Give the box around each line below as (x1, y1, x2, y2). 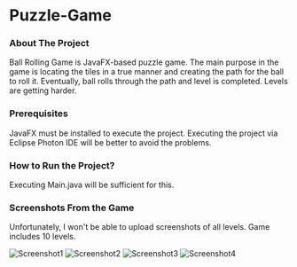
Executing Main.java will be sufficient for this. (9, 179, 175, 191)
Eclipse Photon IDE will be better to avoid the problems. (9, 137, 212, 147)
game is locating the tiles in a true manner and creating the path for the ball (9, 67, 285, 77)
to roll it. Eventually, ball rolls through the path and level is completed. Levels (9, 76, 288, 87)
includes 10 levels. (9, 232, 76, 242)
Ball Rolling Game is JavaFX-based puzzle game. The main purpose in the (9, 57, 279, 67)
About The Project (9, 37, 90, 50)
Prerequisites (9, 107, 68, 120)
